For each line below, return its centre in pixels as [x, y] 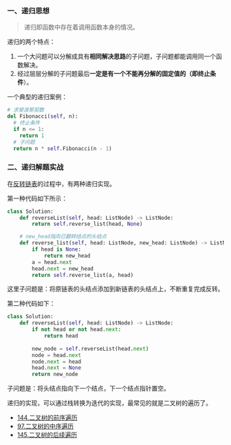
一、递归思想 [29, 10]
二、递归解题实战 [35, 167]
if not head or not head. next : [77, 330]
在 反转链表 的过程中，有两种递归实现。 [61, 183]
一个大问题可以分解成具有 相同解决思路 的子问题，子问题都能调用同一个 [117, 56]
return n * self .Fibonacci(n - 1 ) [63, 148]
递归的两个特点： [31, 42]
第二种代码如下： [31, 304]
